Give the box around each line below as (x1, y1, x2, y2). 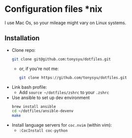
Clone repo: (11, 47, 36, 53)
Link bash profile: (11, 84, 47, 90)
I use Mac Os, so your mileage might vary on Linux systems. (4, 20, 127, 26)
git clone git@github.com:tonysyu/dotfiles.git (11, 57, 111, 62)
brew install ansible (11, 104, 56, 109)
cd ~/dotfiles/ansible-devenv (11, 108, 74, 114)
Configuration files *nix (4, 3, 103, 15)
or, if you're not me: (19, 66, 59, 71)
